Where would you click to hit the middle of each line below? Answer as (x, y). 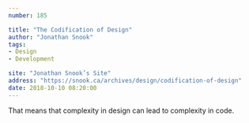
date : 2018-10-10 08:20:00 (53, 88)
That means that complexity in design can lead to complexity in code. (121, 110)
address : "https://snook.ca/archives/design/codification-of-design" (125, 80)
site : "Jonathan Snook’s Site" (60, 73)
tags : (17, 44)
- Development (32, 59)
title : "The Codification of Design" (70, 30)
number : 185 (28, 15)
